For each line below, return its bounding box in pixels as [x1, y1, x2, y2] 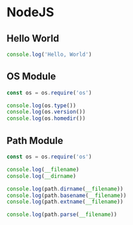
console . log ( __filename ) [6, 166, 80, 173]
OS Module [6, 71, 56, 83]
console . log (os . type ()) [6, 102, 77, 109]
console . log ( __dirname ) [6, 172, 77, 180]
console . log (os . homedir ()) [6, 115, 86, 122]
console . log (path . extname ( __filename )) [6, 198, 124, 205]
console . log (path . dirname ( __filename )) [6, 185, 124, 193]
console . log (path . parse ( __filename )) [6, 211, 118, 219]
